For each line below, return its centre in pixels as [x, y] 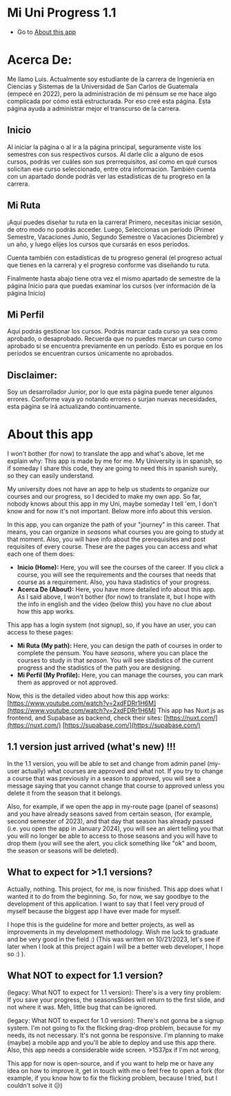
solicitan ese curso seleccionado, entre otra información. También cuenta [111, 169]
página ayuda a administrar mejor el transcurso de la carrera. [94, 108]
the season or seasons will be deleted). [63, 850]
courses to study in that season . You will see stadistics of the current [115, 660]
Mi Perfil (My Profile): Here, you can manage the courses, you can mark [120, 675]
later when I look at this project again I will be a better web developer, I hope [115, 947]
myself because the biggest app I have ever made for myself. [94, 911]
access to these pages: [40, 632]
